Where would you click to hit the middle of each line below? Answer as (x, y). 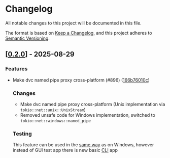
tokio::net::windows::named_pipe (56, 121)
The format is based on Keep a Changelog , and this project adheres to (79, 33)
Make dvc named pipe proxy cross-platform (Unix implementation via (93, 104)
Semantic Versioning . (27, 38)
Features (16, 69)
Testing (22, 134)
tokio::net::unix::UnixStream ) (53, 110)
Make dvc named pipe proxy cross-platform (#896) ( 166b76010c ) (81, 80)
